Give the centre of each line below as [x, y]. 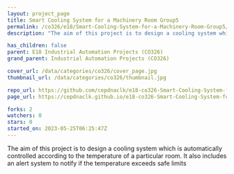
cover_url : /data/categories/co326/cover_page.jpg [82, 71]
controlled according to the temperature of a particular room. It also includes [117, 156]
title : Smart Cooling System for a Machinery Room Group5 [93, 20]
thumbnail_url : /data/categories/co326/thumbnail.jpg [87, 77]
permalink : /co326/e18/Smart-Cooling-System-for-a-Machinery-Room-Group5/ [118, 26]
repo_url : [22, 90]
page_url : [22, 97]
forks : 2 [20, 109]
